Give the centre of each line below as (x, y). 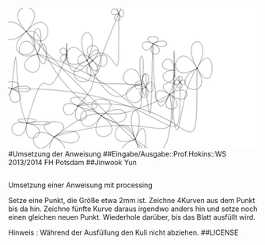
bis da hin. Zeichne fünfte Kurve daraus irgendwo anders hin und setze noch (133, 209)
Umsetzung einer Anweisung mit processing (80, 185)
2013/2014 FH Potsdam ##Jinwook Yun (72, 162)
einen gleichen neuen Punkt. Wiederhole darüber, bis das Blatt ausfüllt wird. (132, 217)
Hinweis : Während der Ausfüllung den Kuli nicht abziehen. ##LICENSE (123, 232)
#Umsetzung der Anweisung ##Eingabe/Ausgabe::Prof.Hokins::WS (117, 153)
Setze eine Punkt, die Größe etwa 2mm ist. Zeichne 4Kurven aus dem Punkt (132, 200)
